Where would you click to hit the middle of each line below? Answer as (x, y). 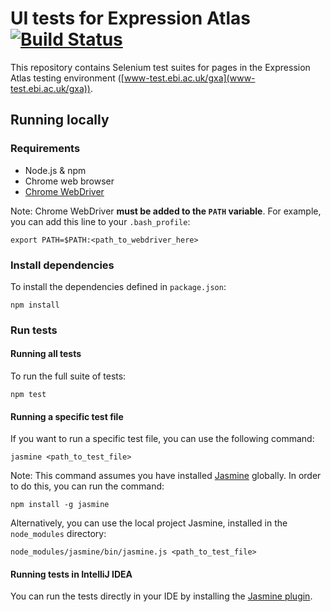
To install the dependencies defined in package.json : (118, 286)
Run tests (34, 330)
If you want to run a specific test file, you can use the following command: (162, 439)
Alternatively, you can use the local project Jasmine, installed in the (149, 523)
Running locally (60, 120)
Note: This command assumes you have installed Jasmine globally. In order (166, 476)
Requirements (45, 149)
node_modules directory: (58, 534)
